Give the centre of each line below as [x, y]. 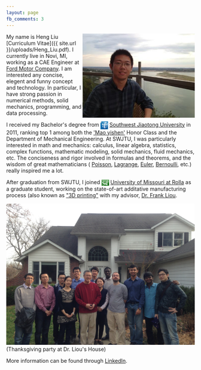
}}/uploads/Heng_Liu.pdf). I [40, 49]
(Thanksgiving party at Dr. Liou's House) [56, 349]
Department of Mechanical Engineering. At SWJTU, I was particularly [91, 139]
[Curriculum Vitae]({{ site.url [41, 43]
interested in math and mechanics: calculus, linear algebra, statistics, [91, 145]
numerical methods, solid [37, 100]
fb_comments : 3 [25, 19]
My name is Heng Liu [32, 36]
